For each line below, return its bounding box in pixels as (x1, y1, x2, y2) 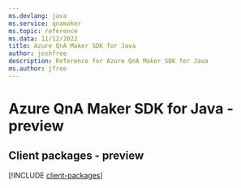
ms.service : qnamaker (8, 19, 82, 28)
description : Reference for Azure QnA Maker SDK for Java (8, 58, 209, 66)
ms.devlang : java (8, 11, 67, 20)
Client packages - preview (8, 149, 144, 163)
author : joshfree (8, 49, 67, 58)
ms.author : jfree (8, 65, 67, 73)
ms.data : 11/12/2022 (8, 34, 79, 43)
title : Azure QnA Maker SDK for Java (8, 42, 136, 50)
